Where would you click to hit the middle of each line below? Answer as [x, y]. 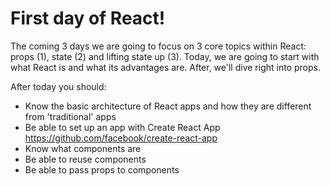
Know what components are [83, 148]
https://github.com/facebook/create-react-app [121, 138]
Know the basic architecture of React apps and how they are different [168, 106]
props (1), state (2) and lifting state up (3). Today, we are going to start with [165, 56]
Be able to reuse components [85, 159]
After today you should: [58, 86]
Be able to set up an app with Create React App [122, 127]
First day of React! [88, 18]
